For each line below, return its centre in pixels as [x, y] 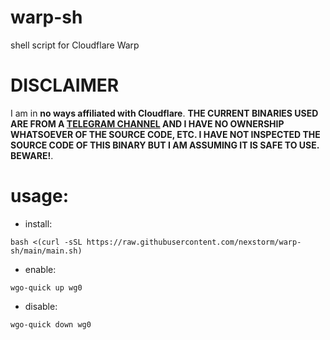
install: [38, 223]
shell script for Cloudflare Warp [75, 45]
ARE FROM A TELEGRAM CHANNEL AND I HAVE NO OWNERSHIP [147, 123]
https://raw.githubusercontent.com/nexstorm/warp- [194, 242]
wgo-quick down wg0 [51, 324]
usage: [40, 196]
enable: [40, 269]
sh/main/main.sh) [46, 251]
